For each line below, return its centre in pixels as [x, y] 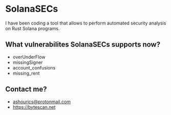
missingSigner [28, 62]
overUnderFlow [29, 57]
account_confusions [34, 67]
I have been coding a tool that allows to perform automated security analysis [86, 23]
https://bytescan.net [34, 107]
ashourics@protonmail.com [42, 101]
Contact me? [26, 89]
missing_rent [26, 73]
